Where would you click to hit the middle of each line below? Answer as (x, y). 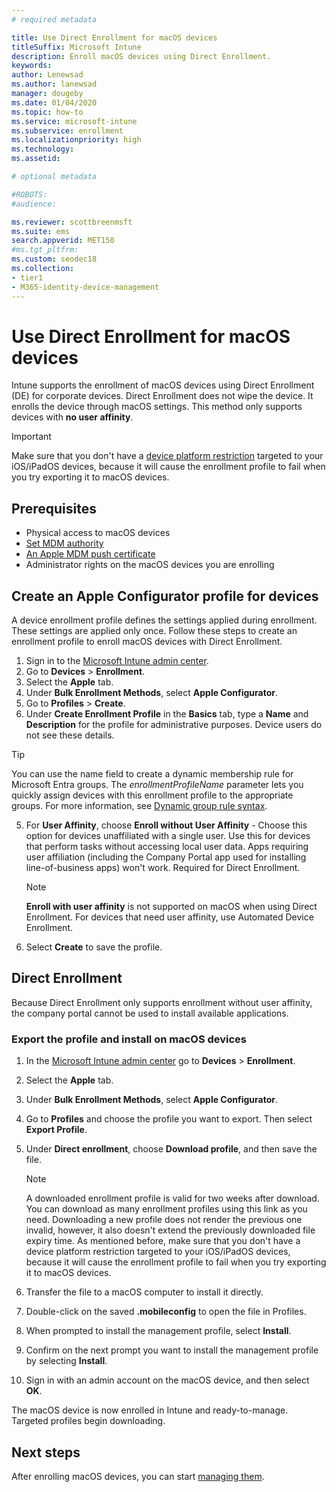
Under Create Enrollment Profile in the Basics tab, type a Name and (167, 714)
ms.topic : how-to (47, 112)
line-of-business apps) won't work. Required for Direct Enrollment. (163, 868)
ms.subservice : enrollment (67, 131)
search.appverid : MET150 (63, 241)
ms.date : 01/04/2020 (54, 102)
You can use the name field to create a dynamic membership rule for (152, 774)
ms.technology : (43, 149)
